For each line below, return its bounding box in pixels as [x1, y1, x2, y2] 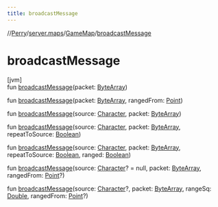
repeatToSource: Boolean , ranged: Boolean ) [7, 150, 132, 158]
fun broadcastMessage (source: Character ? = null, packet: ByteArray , [7, 164, 202, 172]
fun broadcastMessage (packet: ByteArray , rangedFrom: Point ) [7, 96, 183, 104]
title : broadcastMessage [7, 10, 78, 17]
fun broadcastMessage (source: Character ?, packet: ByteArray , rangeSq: [7, 184, 212, 193]
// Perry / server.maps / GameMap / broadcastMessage [7, 29, 152, 37]
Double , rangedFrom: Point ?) [7, 191, 88, 199]
